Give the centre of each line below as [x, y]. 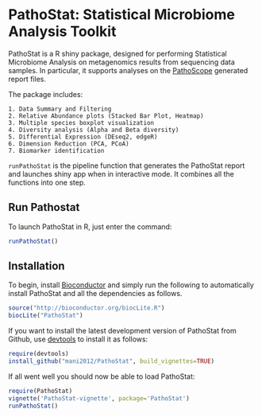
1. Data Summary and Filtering [60, 109]
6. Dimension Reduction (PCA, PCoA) [69, 144]
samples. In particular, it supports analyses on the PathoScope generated [128, 70]
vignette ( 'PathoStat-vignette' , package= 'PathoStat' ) [99, 398]
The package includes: [46, 94]
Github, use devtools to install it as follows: [78, 339]
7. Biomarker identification [56, 150]
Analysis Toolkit [62, 31]
